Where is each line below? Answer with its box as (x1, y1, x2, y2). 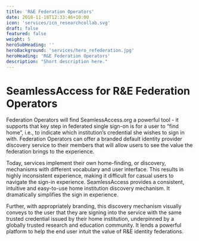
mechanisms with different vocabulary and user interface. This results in (6, 166, 184, 173)
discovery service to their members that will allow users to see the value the (6, 142, 193, 149)
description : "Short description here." (6, 58, 108, 64)
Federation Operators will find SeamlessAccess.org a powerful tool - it (6, 117, 179, 124)
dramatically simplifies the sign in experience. (6, 191, 119, 198)
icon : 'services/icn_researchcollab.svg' (6, 20, 111, 26)
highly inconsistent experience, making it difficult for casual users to (6, 172, 174, 179)
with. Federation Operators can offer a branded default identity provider (6, 135, 183, 143)
